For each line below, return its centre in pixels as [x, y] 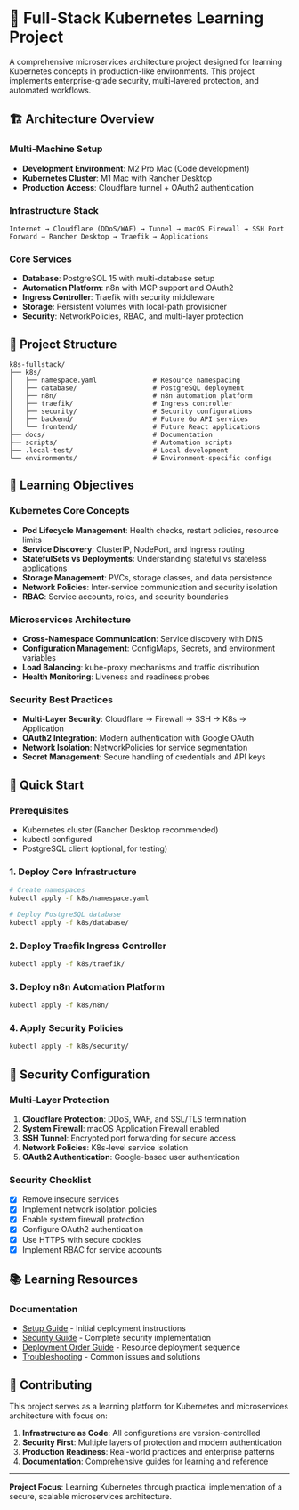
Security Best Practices [61, 700]
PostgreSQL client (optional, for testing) [95, 848]
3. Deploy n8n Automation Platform [87, 986]
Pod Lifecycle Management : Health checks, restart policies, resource [150, 530]
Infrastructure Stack [54, 210]
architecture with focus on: [59, 1416]
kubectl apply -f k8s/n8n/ [59, 1005]
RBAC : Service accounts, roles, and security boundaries [125, 597]
